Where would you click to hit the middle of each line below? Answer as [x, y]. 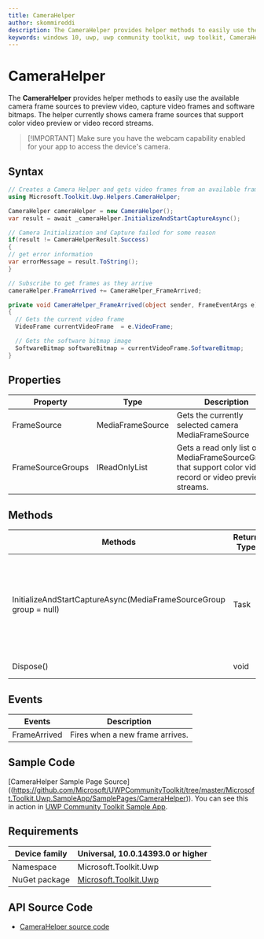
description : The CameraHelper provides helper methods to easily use [126, 30]
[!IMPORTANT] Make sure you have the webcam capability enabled [136, 138]
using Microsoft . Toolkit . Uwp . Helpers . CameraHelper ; [94, 197]
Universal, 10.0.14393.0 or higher [143, 853]
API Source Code [50, 908]
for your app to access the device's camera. [99, 147]
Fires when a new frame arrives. [129, 735]
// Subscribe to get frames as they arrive [81, 283]
